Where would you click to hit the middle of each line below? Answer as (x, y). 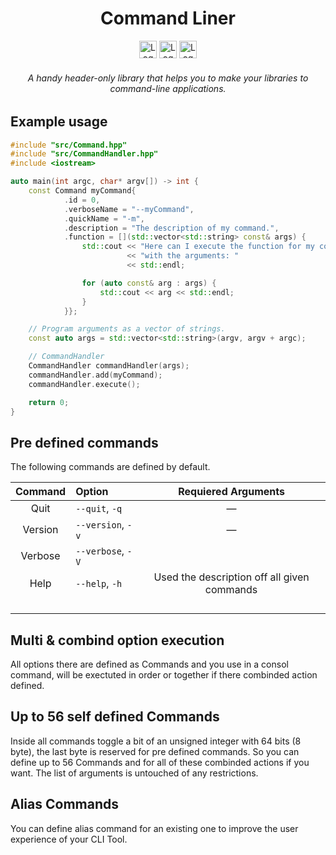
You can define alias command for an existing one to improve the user (154, 828)
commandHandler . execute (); (84, 384)
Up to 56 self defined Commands (115, 717)
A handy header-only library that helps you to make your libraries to (168, 78)
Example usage (59, 122)
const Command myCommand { (82, 191)
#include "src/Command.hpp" (69, 145)
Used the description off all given (231, 577)
